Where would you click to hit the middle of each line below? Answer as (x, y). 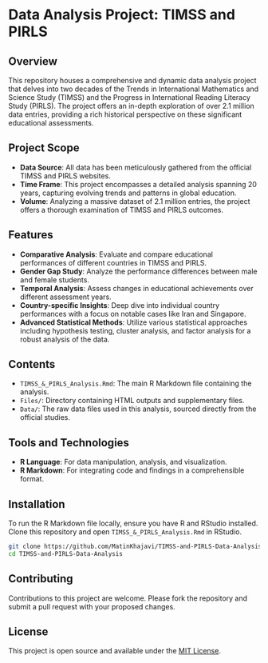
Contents (32, 364)
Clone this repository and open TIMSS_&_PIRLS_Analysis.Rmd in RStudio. (125, 532)
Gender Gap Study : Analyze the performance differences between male (138, 271)
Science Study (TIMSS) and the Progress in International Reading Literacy (130, 97)
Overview (33, 61)
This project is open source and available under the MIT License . (115, 651)
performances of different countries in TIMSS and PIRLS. (113, 262)
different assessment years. (65, 297)
